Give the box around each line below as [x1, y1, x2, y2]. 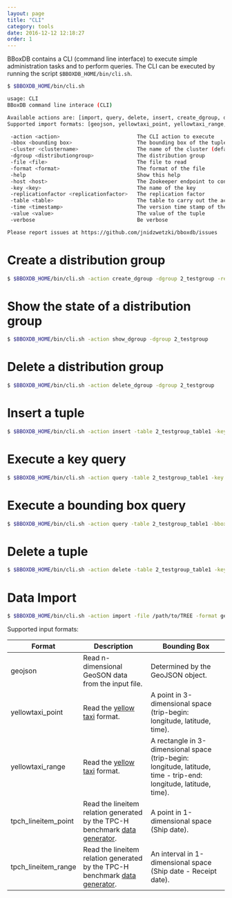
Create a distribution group [7, 252, 166, 268]
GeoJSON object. [151, 671, 207, 680]
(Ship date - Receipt [151, 866, 217, 876]
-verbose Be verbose [10, 216, 168, 223]
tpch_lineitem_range [10, 862, 77, 872]
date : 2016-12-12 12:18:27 [7, 29, 85, 37]
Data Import [7, 590, 77, 605]
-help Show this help [10, 171, 181, 178]
